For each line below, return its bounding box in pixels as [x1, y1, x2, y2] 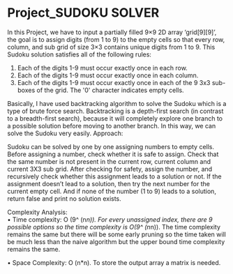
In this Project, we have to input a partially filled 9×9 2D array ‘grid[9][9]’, [7, 28, 217, 36]
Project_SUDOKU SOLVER [7, 5, 160, 21]
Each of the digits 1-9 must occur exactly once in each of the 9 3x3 [17, 78, 211, 86]
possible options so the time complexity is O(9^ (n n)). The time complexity [7, 222, 221, 231]
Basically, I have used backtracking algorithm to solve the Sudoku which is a [7, 99, 227, 107]
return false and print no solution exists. [7, 194, 122, 203]
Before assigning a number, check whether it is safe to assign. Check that [7, 150, 219, 158]
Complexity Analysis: [7, 208, 68, 216]
